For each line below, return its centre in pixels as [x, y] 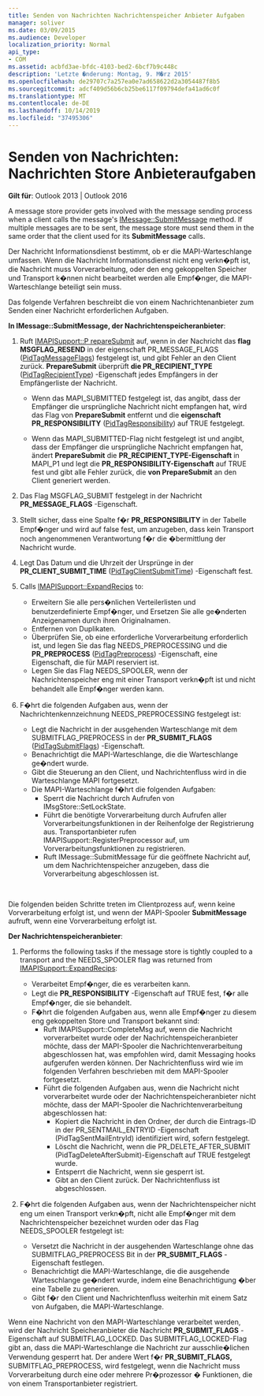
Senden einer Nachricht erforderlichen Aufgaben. [89, 310]
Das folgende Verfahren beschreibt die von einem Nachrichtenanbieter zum [131, 302]
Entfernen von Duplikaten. [73, 628]
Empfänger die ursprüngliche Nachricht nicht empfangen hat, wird [139, 406]
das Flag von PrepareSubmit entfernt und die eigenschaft [126, 415]
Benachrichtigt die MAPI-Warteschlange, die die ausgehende [130, 1271]
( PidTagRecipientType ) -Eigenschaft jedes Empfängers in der [119, 374]
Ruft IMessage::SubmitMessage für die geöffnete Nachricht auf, [147, 857]
